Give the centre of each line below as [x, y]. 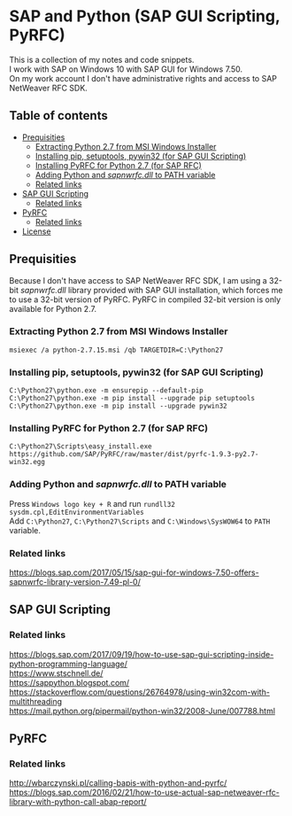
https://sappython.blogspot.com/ [69, 682]
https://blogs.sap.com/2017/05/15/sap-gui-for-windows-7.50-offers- [134, 572]
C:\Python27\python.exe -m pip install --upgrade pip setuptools [132, 399]
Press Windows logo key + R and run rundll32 [92, 503]
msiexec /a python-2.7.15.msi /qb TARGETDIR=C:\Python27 [116, 350]
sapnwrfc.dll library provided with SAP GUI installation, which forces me [152, 290]
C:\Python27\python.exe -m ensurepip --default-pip [106, 391]
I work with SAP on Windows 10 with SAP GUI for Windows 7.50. [126, 69]
